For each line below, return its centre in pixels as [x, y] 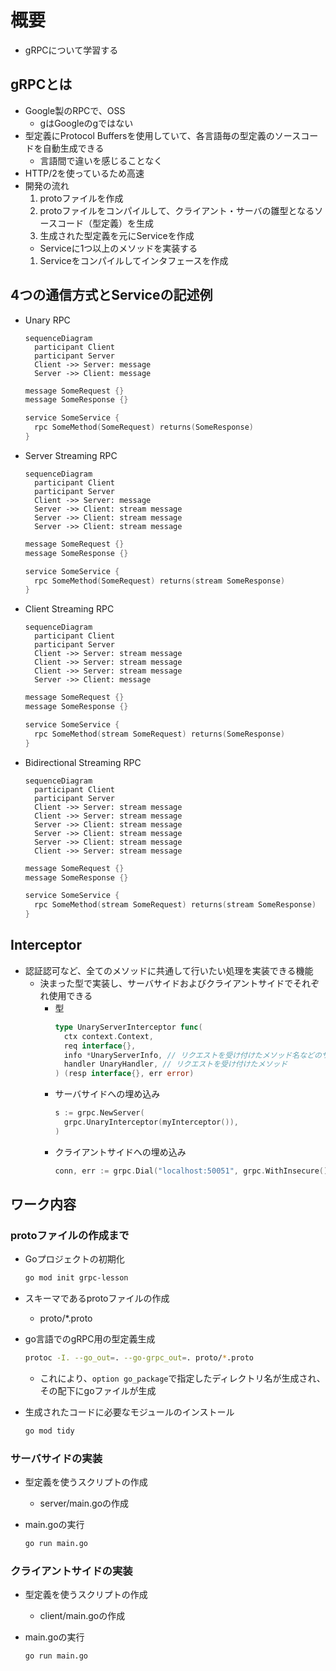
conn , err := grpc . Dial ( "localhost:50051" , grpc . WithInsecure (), [193, 1171]
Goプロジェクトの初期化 [74, 1259]
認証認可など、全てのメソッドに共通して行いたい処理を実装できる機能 [169, 970]
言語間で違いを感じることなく [101, 160]
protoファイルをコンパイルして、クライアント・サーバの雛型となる [177, 210]
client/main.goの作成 [82, 1616]
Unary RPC [47, 320]
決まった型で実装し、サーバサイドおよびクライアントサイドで [166, 983]
